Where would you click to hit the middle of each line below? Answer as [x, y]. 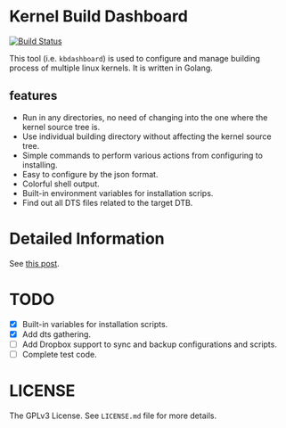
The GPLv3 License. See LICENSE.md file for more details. [113, 416]
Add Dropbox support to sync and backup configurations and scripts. [150, 344]
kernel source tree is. [61, 127]
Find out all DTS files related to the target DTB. [107, 202]
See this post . [34, 263]
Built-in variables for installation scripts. [95, 324]
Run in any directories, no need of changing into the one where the [145, 117]
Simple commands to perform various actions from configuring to [142, 155]
